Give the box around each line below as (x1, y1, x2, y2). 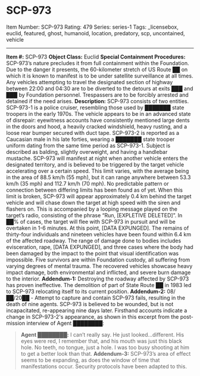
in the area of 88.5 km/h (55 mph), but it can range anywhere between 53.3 (6, 174, 191, 181)
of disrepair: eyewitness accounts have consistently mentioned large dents (6, 116, 190, 124)
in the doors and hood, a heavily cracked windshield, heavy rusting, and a (6, 123, 187, 130)
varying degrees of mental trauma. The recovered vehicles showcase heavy (6, 262, 193, 269)
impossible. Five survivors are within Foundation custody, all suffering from (6, 256, 190, 263)
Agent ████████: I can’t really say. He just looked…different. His (20, 331, 185, 338)
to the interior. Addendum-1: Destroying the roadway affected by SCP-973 (6, 275, 189, 282)
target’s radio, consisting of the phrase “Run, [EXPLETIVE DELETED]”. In (6, 211, 183, 218)
